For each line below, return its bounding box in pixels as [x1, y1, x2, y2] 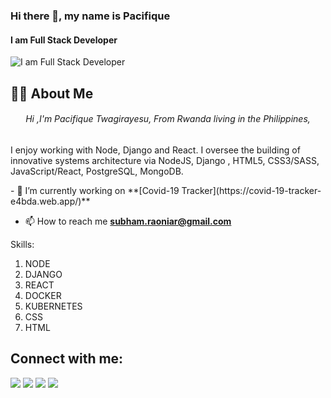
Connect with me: [10, 350, 124, 368]
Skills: [10, 238, 35, 250]
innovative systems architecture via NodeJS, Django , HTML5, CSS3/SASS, [10, 154, 320, 166]
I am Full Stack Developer [10, 34, 118, 46]
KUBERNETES [24, 300, 83, 312]
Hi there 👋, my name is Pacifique [10, 9, 171, 23]
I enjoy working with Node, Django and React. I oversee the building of [10, 144, 301, 156]
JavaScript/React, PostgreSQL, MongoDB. [10, 165, 184, 177]
